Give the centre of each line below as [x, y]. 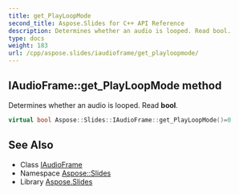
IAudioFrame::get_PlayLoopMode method [115, 86]
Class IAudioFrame [51, 164]
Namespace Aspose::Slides [65, 173]
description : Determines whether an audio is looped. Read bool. [119, 31]
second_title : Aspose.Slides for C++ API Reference [96, 23]
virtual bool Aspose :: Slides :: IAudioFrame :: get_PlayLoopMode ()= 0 [119, 120]
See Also [31, 145]
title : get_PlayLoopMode [50, 16]
